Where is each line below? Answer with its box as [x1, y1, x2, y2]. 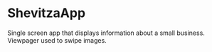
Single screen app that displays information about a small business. [7, 28, 205, 37]
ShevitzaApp [7, 5, 86, 21]
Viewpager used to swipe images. [7, 36, 107, 44]
